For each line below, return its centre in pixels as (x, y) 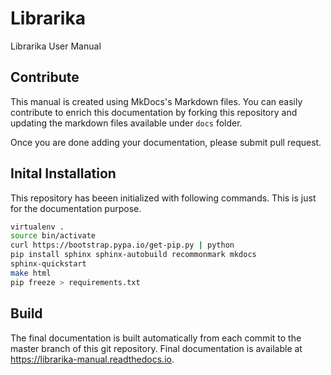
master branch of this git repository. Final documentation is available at (156, 348)
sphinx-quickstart (48, 264)
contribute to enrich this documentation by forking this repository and (154, 112)
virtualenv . (37, 227)
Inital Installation (63, 173)
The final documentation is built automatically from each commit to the (156, 338)
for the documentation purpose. (76, 208)
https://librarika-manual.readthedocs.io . (92, 359)
